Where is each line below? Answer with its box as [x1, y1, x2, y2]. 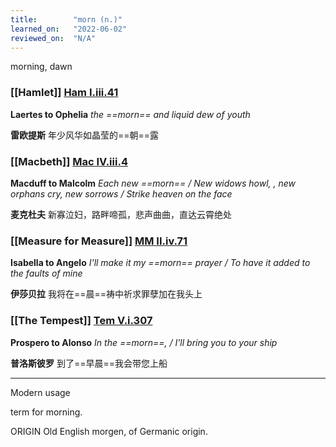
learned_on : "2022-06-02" [10, 24, 128, 34]
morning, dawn [10, 61, 73, 73]
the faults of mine [10, 267, 83, 280]
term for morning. [10, 406, 83, 418]
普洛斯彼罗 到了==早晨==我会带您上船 [10, 357, 168, 369]
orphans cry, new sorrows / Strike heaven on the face [10, 187, 233, 200]
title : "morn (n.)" [10, 14, 123, 25]
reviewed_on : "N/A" [10, 33, 97, 43]
